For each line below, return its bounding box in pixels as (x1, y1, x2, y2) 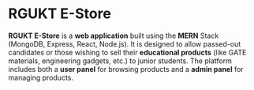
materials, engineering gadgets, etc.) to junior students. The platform (8, 56, 233, 66)
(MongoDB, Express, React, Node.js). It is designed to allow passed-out (8, 39, 241, 48)
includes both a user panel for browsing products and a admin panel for (8, 64, 244, 73)
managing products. (8, 73, 73, 82)
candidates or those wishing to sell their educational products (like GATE (8, 47, 247, 57)
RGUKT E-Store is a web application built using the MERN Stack (8, 31, 219, 40)
